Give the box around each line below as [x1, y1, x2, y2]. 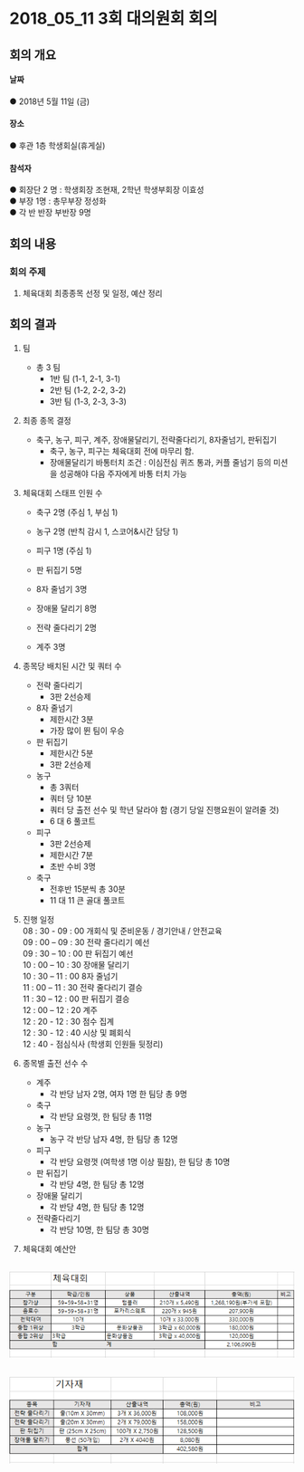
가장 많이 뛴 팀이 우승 [49, 725, 125, 736]
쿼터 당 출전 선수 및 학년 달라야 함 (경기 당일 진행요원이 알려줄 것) [49, 804, 280, 815]
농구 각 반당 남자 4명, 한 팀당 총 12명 [49, 1133, 178, 1144]
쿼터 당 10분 [49, 793, 92, 804]
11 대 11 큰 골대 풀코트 [49, 894, 126, 905]
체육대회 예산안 [22, 1243, 77, 1254]
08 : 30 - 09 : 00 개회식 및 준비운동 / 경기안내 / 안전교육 [22, 925, 223, 936]
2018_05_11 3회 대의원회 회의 [9, 8, 218, 29]
